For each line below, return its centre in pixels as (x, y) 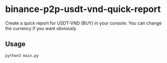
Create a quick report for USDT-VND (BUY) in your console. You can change (83, 23)
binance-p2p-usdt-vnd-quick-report (83, 9)
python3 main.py (22, 55)
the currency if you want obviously (41, 28)
